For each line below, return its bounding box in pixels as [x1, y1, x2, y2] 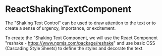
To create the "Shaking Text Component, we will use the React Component [5, 35, 158, 41]
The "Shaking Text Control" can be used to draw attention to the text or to [5, 20, 156, 26]
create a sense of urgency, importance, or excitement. [5, 25, 116, 31]
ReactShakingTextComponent [5, 3, 132, 15]
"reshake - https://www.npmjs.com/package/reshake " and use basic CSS [5, 40, 155, 46]
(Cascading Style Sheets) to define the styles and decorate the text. [5, 45, 144, 51]
